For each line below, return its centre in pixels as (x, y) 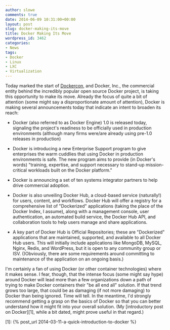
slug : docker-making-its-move (37, 29)
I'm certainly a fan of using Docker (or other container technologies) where (83, 269)
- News (12, 48)
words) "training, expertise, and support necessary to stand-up (78, 165)
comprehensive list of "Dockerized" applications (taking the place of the (88, 206)
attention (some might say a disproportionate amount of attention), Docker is (85, 102)
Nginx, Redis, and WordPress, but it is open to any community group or (87, 248)
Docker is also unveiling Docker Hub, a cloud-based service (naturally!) (87, 195)
